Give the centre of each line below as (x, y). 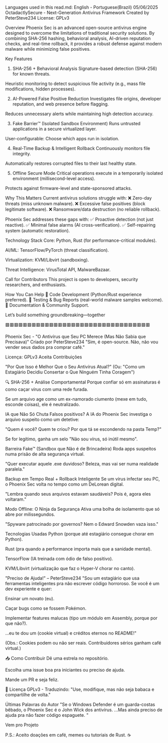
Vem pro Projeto (22, 725)
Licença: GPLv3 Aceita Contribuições (44, 357)
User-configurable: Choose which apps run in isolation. (62, 138)
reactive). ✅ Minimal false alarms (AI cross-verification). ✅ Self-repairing (80, 225)
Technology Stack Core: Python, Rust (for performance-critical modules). (81, 240)
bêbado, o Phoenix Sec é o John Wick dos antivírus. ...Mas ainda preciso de (84, 710)
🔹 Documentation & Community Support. (47, 305)
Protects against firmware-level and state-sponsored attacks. (69, 188)
